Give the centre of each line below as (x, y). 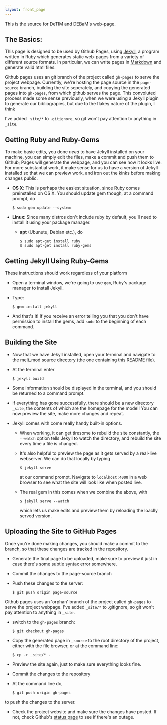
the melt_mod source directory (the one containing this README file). (84, 360)
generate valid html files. (30, 67)
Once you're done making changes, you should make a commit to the (77, 543)
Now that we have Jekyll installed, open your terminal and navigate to (84, 354)
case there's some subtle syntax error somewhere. (65, 564)
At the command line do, (38, 683)
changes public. (22, 178)
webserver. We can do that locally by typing (65, 458)
